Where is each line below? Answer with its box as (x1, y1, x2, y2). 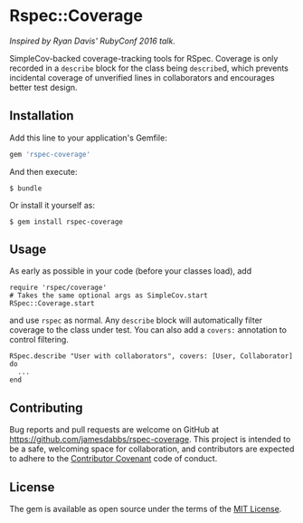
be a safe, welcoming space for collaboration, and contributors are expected (9, 443, 295, 454)
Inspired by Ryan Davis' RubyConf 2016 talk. (9, 35, 176, 46)
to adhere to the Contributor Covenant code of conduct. (9, 453, 218, 464)
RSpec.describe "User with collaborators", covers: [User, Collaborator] (9, 352, 294, 361)
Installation (9, 108, 74, 123)
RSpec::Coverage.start (9, 299, 95, 308)
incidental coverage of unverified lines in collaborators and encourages (9, 72, 275, 82)
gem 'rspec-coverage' (9, 150, 91, 159)
